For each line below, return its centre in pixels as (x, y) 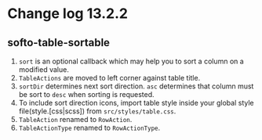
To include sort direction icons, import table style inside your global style (136, 103)
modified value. (44, 70)
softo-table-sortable (59, 43)
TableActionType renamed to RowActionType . (89, 127)
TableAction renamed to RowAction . (75, 119)
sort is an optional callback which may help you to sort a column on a (131, 61)
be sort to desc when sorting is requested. (86, 94)
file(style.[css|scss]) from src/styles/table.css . (97, 111)
